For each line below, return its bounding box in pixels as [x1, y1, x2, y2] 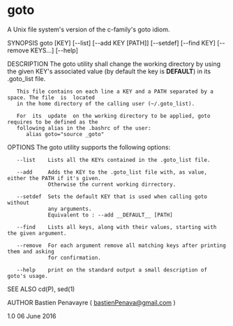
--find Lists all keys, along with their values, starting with [16, 223, 217, 230]
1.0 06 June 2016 [7, 311, 57, 320]
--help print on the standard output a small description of [16, 266, 208, 274]
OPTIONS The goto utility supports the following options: [7, 142, 171, 151]
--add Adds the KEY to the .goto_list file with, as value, [16, 168, 208, 176]
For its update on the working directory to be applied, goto [16, 112, 211, 119]
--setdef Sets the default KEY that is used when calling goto [16, 193, 208, 200]
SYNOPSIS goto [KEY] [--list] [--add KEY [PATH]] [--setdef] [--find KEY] [7, 38, 216, 47]
